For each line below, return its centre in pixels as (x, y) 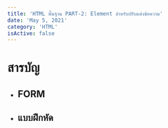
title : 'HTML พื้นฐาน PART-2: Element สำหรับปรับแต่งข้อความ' (85, 14)
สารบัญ (24, 68)
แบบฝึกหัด (35, 118)
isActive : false (31, 33)
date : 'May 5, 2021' (38, 20)
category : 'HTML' (33, 27)
